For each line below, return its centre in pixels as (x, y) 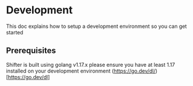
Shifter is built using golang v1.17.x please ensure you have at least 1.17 (91, 64)
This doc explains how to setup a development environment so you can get (96, 26)
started (15, 32)
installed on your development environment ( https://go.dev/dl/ (81, 71)
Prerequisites (31, 51)
